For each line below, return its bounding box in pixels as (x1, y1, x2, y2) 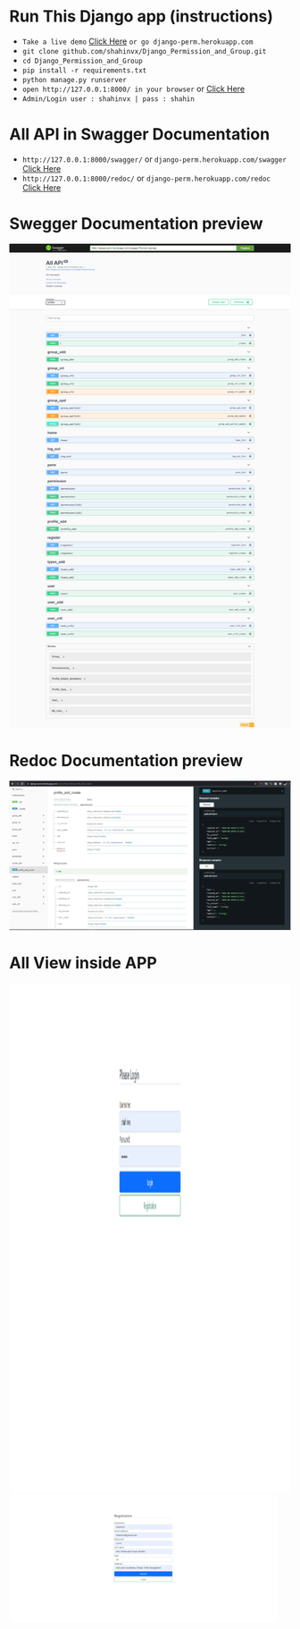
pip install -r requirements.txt (21, 65, 147, 75)
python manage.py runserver (21, 75, 127, 84)
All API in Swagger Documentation (9, 124, 271, 145)
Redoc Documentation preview (9, 750, 244, 771)
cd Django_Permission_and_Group (21, 56, 143, 65)
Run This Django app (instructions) (9, 6, 274, 27)
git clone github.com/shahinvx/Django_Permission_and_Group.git (21, 46, 267, 55)
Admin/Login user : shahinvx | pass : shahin (21, 94, 195, 104)
